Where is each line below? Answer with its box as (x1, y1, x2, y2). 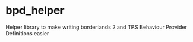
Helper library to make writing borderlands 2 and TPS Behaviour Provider (5, 23, 188, 31)
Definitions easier (5, 29, 49, 37)
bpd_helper (5, 4, 65, 17)
